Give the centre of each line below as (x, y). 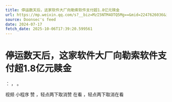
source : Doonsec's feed (31, 19)
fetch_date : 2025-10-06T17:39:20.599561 (49, 29)
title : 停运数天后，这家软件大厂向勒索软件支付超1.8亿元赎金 (62, 10)
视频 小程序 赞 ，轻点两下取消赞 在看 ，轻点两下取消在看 (64, 94)
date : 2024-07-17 (24, 24)
